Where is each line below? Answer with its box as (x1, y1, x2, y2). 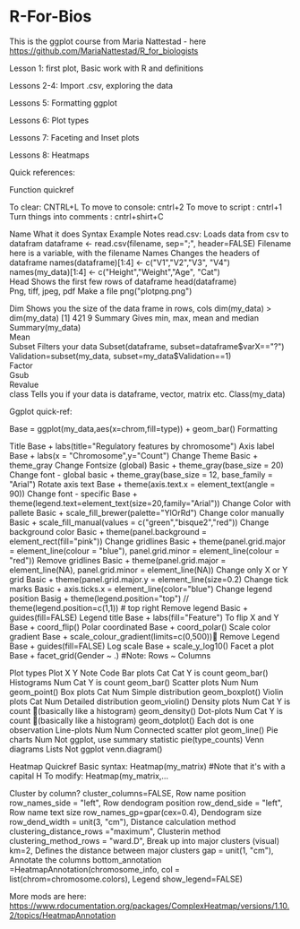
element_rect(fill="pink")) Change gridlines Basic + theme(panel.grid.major (9, 536, 287, 546)
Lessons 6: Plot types (9, 115, 90, 125)
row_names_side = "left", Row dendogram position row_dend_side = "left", (9, 797, 284, 808)
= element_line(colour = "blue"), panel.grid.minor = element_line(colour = (9, 545, 280, 556)
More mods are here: (9, 890, 87, 901)
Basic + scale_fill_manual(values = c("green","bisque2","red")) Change (9, 517, 270, 528)
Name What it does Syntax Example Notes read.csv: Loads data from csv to (9, 228, 289, 239)
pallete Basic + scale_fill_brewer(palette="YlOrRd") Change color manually (9, 507, 285, 518)
